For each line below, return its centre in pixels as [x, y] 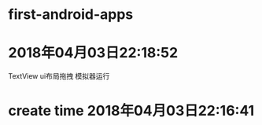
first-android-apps [71, 15]
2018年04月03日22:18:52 [93, 53]
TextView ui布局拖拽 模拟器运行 [59, 76]
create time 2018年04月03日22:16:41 [131, 111]
